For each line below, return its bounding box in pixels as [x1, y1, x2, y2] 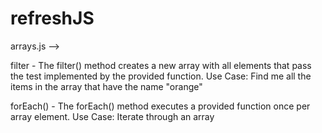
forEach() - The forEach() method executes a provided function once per [10, 100, 311, 112]
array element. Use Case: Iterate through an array [10, 110, 215, 122]
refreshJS [10, 7, 95, 30]
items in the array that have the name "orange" [10, 80, 203, 92]
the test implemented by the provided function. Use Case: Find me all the [10, 70, 312, 82]
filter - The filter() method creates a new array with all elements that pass [10, 59, 312, 71]
